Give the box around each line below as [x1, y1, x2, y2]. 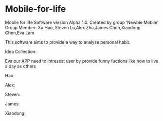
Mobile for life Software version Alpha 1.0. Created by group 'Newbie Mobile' [5, 19, 159, 25]
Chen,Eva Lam [5, 30, 35, 35]
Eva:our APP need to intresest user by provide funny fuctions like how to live [5, 58, 159, 64]
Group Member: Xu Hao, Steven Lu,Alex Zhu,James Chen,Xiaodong [5, 24, 141, 30]
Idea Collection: [5, 49, 36, 54]
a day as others [5, 63, 36, 69]
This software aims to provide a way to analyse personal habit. [5, 39, 130, 45]
